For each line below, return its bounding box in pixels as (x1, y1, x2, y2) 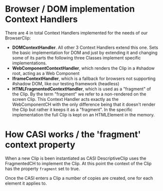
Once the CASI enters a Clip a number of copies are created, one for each (5, 175, 153, 181)
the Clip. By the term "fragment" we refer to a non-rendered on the (12, 91, 146, 97)
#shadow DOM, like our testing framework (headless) (12, 80, 120, 86)
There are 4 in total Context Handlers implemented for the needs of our (5, 30, 148, 36)
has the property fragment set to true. (5, 166, 80, 172)
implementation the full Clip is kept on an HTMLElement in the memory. (12, 112, 155, 117)
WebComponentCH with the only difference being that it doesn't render (12, 101, 156, 107)
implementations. (12, 60, 47, 66)
